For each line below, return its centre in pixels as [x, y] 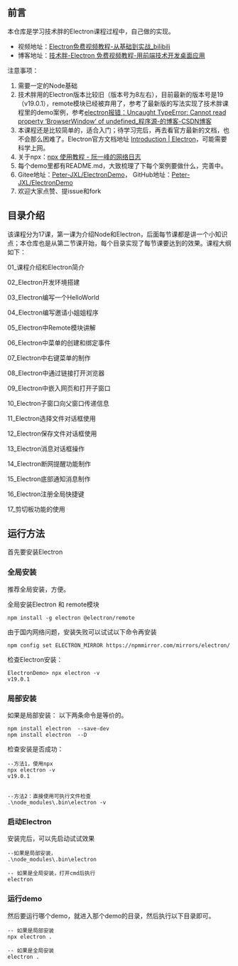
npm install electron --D [47, 735]
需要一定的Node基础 [48, 85]
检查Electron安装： [35, 659]
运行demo [25, 899]
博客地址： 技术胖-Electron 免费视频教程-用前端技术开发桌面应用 [111, 55]
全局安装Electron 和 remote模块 [53, 604]
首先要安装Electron [35, 552]
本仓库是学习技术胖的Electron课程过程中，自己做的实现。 [91, 31]
